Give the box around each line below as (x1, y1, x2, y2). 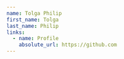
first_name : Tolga (6, 16, 59, 23)
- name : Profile (12, 35, 59, 42)
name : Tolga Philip (6, 9, 62, 17)
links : (6, 28, 25, 36)
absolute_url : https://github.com (18, 41, 117, 48)
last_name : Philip (6, 22, 59, 29)
